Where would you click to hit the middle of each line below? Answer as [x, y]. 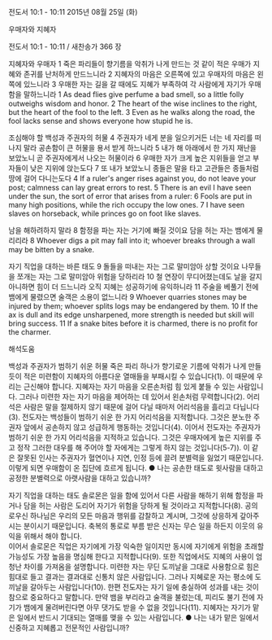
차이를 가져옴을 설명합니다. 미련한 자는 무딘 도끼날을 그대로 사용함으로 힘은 [141, 567]
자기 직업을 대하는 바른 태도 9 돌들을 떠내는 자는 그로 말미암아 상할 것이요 [124, 266]
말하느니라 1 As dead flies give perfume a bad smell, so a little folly [134, 94]
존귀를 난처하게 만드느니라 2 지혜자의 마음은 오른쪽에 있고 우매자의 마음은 [139, 74]
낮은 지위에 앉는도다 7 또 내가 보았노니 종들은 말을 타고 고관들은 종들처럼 [145, 168]
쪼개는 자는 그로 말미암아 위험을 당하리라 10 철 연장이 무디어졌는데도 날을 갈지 [139, 276]
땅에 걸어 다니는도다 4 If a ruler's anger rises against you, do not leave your [132, 178]
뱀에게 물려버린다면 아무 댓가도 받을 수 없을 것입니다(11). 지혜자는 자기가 [137, 607]
